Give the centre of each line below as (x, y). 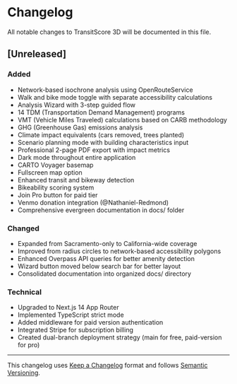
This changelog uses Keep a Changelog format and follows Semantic (108, 366)
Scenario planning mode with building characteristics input (103, 142)
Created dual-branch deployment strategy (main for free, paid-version (120, 337)
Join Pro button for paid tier (57, 194)
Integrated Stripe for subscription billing (75, 330)
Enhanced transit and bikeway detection (76, 180)
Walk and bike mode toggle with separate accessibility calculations (115, 97)
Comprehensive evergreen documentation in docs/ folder (101, 210)
